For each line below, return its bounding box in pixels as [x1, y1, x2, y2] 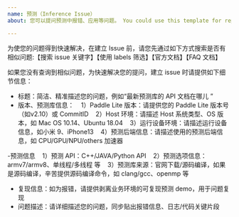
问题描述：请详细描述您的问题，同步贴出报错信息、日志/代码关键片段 [17, 202, 220, 211]
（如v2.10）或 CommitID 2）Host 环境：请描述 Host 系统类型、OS [17, 110, 216, 118]
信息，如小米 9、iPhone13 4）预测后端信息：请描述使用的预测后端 [17, 127, 217, 136]
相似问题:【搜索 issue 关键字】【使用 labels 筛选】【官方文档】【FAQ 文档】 [7, 53, 222, 61]
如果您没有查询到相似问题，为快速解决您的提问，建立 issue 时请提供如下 [7, 68, 220, 76]
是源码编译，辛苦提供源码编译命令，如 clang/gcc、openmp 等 [7, 169, 189, 178]
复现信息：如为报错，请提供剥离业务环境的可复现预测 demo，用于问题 [17, 184, 224, 193]
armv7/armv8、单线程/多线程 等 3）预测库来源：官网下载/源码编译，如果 [7, 160, 226, 169]
